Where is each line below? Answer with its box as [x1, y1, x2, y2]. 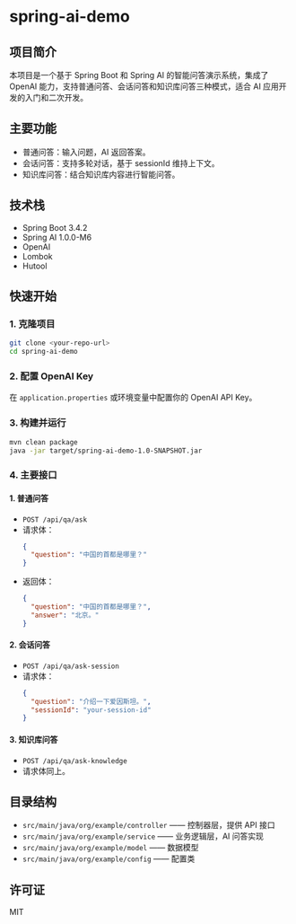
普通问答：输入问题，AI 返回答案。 [22, 146, 151, 157]
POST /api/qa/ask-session [22, 662, 119, 671]
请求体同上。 [22, 765, 70, 776]
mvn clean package [9, 437, 78, 446]
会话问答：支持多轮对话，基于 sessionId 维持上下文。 [22, 157, 220, 168]
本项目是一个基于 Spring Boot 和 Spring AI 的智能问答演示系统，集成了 [9, 70, 269, 80]
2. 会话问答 [9, 639, 51, 650]
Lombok [22, 251, 54, 261]
